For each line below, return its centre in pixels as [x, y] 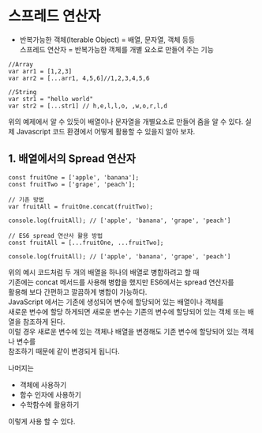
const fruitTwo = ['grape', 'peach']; [72, 184]
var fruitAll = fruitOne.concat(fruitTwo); [81, 206]
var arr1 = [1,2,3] [40, 71]
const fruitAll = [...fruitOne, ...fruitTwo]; [86, 243]
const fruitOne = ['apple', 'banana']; [74, 177]
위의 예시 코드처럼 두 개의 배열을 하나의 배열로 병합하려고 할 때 [104, 272]
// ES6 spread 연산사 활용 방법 [56, 235]
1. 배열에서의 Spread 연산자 [72, 159]
